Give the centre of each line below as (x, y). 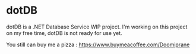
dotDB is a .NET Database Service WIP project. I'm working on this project (97, 27)
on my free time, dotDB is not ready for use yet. (64, 33)
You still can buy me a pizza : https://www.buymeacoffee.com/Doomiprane (98, 45)
